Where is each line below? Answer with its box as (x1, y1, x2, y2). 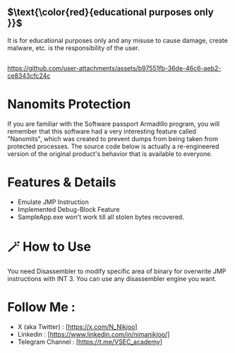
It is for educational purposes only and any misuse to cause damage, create (7, 36, 228, 44)
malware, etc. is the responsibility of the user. (7, 43, 140, 52)
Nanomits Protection (7, 96, 131, 112)
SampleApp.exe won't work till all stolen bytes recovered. (17, 213, 185, 222)
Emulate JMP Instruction (17, 198, 90, 206)
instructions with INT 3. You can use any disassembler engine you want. (7, 275, 217, 283)
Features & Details (7, 174, 116, 191)
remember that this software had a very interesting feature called (7, 127, 196, 136)
